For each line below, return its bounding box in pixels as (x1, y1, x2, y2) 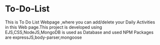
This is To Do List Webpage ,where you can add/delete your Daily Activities (5, 19, 155, 25)
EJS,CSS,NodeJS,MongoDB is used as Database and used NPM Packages (5, 29, 154, 35)
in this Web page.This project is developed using (5, 24, 102, 30)
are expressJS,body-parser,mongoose (5, 34, 82, 40)
